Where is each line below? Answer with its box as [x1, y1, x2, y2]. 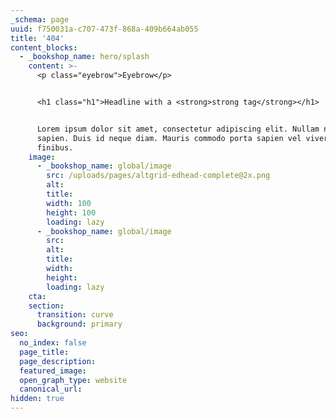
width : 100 [46, 198, 92, 208]
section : [28, 301, 65, 311]
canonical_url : [19, 384, 83, 395]
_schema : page [10, 14, 70, 25]
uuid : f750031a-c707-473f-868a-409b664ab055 [10, 24, 199, 34]
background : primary [36, 319, 123, 330]
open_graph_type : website [19, 375, 128, 385]
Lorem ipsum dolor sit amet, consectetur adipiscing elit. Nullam [36, 124, 320, 134]
